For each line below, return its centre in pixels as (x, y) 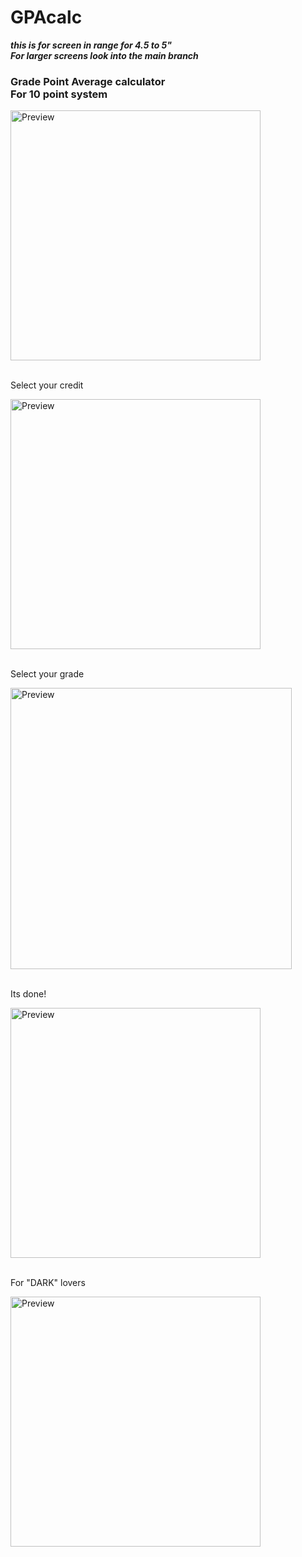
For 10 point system (59, 94)
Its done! (28, 994)
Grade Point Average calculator (88, 81)
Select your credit (47, 385)
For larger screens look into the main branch (104, 55)
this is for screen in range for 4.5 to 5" (91, 45)
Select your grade (47, 674)
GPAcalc (46, 17)
